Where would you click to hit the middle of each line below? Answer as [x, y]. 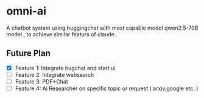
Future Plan [28, 54]
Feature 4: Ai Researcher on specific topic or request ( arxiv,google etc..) [107, 88]
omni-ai [26, 11]
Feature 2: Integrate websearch [55, 74]
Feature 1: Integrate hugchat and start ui [65, 68]
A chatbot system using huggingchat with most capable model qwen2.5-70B [103, 28]
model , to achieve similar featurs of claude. [61, 34]
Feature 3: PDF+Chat [41, 81]
